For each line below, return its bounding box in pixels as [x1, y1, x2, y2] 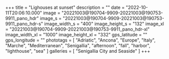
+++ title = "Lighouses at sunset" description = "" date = [5, 5, 125, 10]
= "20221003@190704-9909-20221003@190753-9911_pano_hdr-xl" [5, 26, 150, 32]
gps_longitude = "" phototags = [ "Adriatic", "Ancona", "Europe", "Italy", [5, 37, 156, 43]
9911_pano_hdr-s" [5, 21, 44, 27]
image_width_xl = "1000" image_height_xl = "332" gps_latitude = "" [5, 32, 147, 37]
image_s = [40, 15, 62, 21]
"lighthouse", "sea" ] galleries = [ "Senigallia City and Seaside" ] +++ [5, 48, 151, 54]
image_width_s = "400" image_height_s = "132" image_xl [44, 21, 164, 27]
